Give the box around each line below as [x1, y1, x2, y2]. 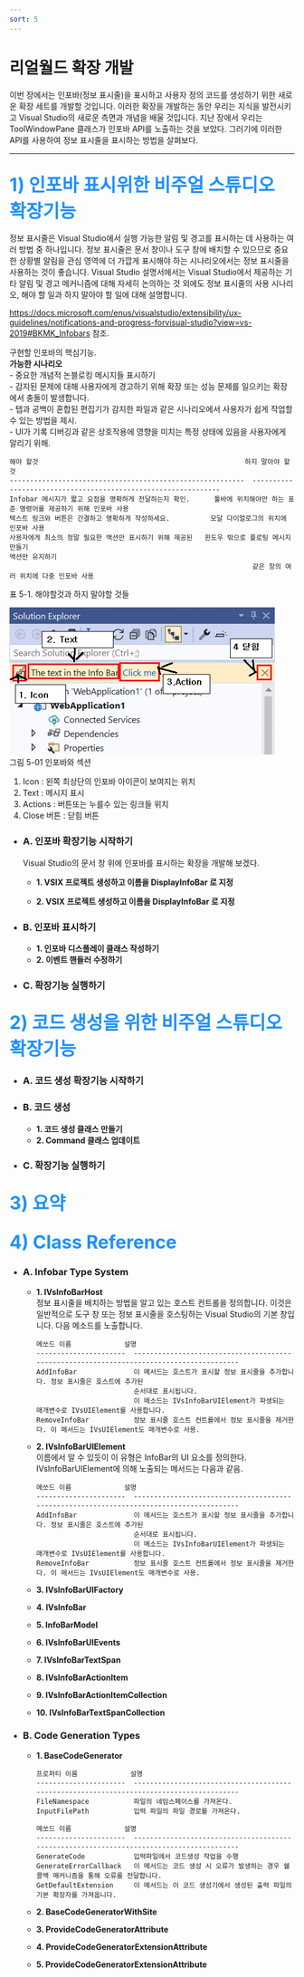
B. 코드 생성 [22, 1101, 71, 1114]
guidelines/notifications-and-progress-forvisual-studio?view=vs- [9, 317, 252, 328]
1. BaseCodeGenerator [35, 1750, 123, 1761]
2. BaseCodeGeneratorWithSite [35, 1906, 157, 1917]
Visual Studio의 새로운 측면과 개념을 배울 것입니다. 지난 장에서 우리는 [18, 111, 263, 122]
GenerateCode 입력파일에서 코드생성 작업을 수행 [35, 1852, 239, 1861]
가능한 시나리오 [9, 359, 63, 369]
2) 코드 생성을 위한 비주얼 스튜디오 [9, 1011, 283, 1034]
